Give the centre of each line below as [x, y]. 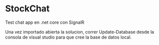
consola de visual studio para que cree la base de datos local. [68, 37]
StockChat [27, 9]
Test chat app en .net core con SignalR [45, 22]
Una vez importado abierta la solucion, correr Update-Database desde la [80, 32]
